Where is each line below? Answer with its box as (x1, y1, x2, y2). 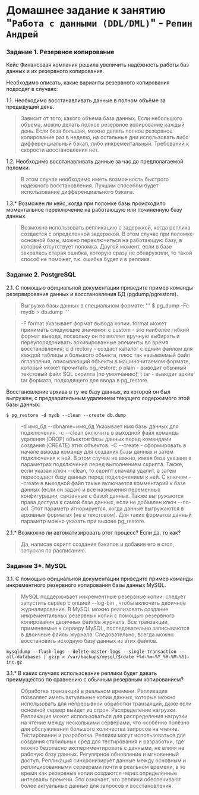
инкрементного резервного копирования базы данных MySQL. (6, 582, 166, 589)
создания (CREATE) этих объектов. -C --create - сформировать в (20, 441, 187, 449)
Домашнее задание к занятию (6, 4, 166, 17)
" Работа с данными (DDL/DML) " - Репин (6, 16, 193, 30)
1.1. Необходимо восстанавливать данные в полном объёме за (6, 97, 166, 104)
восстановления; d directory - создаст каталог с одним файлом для (20, 345, 193, 352)
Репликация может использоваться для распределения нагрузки (20, 713, 188, 720)
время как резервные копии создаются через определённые (20, 769, 177, 777)
